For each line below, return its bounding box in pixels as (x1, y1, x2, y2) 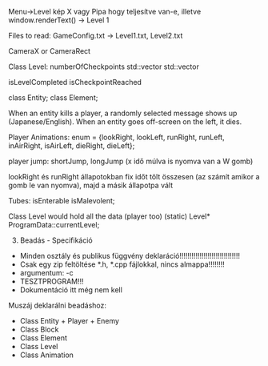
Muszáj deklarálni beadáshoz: (8, 300, 106, 310)
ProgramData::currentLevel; (8, 220, 100, 229)
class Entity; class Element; (8, 93, 98, 103)
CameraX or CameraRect (8, 46, 90, 55)
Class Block (19, 324, 59, 334)
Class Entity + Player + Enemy (19, 316, 120, 325)
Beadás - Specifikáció (19, 235, 94, 245)
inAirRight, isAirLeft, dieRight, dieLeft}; (8, 141, 135, 151)
